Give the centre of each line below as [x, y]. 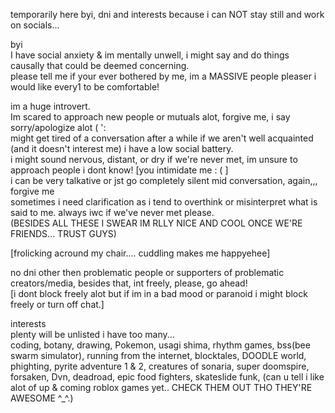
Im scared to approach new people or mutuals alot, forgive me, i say [150, 117]
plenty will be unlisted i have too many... [92, 334]
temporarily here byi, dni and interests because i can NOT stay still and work [167, 14]
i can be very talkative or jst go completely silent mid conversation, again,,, [164, 180]
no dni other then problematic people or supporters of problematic [147, 272]
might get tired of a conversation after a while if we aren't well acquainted [162, 138]
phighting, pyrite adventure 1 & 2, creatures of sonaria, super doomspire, [160, 366]
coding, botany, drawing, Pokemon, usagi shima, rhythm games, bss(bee [160, 345]
